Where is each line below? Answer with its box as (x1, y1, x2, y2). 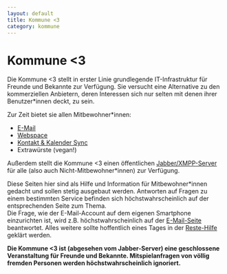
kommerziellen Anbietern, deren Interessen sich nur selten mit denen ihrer (7, 90, 218, 98)
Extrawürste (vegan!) (17, 146, 77, 154)
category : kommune (7, 23, 60, 30)
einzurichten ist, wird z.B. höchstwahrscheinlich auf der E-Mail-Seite (7, 216, 202, 224)
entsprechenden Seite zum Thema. (7, 202, 107, 210)
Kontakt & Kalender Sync (17, 138, 88, 147)
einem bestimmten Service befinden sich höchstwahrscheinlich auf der (7, 194, 209, 203)
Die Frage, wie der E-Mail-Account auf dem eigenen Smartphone (7, 209, 191, 218)
